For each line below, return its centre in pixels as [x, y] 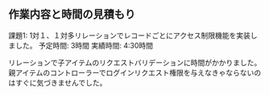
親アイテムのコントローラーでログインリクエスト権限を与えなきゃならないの [135, 72]
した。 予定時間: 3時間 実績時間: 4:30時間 [84, 45]
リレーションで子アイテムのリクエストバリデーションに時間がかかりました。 [135, 62]
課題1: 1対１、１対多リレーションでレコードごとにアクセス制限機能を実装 [130, 35]
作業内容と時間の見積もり [72, 14]
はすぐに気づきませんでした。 [58, 82]
